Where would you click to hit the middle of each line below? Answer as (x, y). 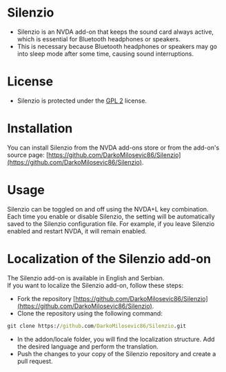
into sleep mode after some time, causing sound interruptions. (105, 54)
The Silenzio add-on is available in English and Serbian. (86, 278)
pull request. (35, 361)
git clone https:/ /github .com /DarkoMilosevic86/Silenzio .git (97, 326)
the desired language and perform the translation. (88, 347)
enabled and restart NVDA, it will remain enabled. (77, 231)
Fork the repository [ (46, 298)
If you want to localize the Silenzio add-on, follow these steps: (95, 285)
